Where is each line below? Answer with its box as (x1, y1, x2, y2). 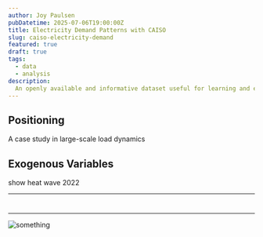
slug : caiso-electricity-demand (8, 33, 113, 42)
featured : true (8, 41, 58, 49)
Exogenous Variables (8, 157, 114, 170)
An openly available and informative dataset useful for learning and (15, 84, 250, 93)
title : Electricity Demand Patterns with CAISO (8, 26, 167, 34)
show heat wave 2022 (8, 178, 80, 187)
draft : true (8, 48, 47, 56)
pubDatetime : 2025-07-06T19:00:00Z (8, 19, 124, 27)
